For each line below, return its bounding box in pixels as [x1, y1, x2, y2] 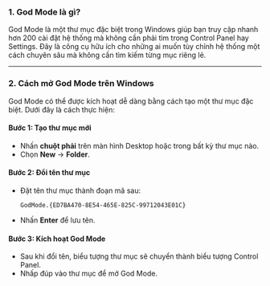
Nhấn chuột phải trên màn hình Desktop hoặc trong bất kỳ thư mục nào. [19, 141, 260, 150]
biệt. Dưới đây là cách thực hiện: [8, 104, 115, 114]
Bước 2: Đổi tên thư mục [8, 168, 91, 178]
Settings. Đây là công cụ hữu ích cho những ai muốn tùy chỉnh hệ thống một [8, 42, 260, 51]
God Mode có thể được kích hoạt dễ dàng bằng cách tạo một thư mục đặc [8, 96, 254, 106]
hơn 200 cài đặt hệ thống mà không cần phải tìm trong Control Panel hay [8, 33, 249, 43]
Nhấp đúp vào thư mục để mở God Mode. [19, 268, 158, 279]
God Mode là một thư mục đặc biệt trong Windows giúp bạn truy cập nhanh [8, 25, 259, 35]
